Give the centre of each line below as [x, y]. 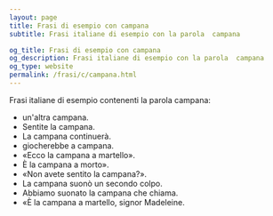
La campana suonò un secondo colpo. [92, 183]
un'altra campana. [55, 117]
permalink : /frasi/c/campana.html [73, 75]
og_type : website [41, 67]
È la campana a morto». [65, 164]
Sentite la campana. [58, 126]
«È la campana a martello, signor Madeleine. [103, 202]
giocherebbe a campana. [68, 145]
